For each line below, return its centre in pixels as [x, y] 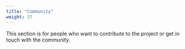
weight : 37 [19, 17]
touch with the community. [38, 40]
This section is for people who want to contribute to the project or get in [93, 33]
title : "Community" [30, 11]
